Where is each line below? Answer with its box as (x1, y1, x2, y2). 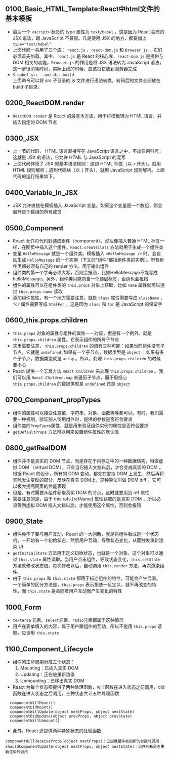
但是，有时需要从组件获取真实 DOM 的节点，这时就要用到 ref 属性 (12, 489, 150, 495)
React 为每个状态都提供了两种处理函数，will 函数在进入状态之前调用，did (12, 684, 165, 690)
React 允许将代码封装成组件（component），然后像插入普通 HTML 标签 (12, 238, 160, 244)
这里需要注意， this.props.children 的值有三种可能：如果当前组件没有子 (12, 343, 165, 349)
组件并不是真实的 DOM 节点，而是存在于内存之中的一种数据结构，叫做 (12, 457, 159, 464)
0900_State (5, 517, 43, 525)
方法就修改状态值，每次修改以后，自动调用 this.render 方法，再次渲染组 (12, 563, 164, 569)
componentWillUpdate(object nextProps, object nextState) (10, 709, 135, 714)
